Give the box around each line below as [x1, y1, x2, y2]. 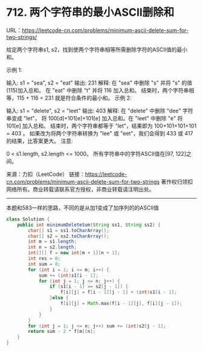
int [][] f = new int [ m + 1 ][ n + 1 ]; [28, 250, 120, 256]
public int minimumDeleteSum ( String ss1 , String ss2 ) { [17, 222, 161, 228]
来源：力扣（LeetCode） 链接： [6, 170, 86, 178]
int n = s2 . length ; [28, 244, 77, 251]
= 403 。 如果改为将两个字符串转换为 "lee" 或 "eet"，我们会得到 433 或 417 [6, 129, 193, 137]
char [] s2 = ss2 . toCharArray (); [28, 233, 110, 239]
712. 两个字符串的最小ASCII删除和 [6, 5, 175, 19]
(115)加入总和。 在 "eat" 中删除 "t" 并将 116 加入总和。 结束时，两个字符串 [6, 86, 189, 94]
